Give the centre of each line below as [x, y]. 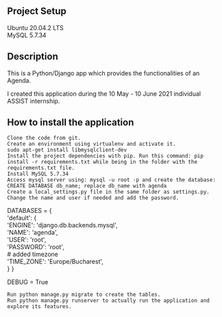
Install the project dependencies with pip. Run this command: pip [106, 156]
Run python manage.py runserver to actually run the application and [109, 301]
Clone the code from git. [44, 138]
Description [33, 56]
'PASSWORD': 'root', [36, 247]
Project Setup [37, 11]
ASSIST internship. [34, 101]
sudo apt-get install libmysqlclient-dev [67, 150]
